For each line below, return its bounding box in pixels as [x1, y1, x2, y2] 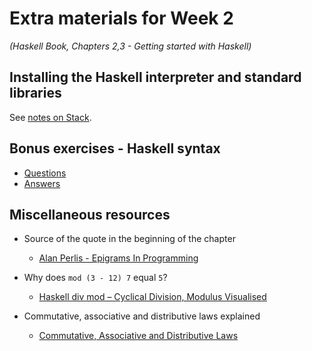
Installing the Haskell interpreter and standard [9, 69, 302, 86]
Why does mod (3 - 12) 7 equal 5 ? [23, 272, 168, 284]
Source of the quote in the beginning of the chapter [23, 233, 236, 245]
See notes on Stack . [9, 111, 92, 123]
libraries [9, 85, 62, 102]
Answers [23, 177, 61, 189]
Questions [23, 167, 67, 179]
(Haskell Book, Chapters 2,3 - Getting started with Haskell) [9, 40, 252, 52]
